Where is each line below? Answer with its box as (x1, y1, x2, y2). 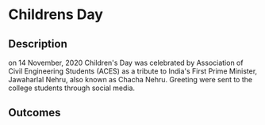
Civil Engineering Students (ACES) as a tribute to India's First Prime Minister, (8, 66, 258, 76)
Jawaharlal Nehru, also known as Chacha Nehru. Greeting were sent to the (8, 75, 252, 84)
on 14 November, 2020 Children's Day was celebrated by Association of (8, 58, 244, 67)
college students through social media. (8, 83, 136, 93)
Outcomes (8, 106, 61, 119)
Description (8, 37, 67, 51)
